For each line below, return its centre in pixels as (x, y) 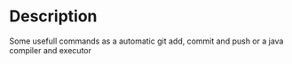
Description (53, 16)
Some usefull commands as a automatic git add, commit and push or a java (146, 41)
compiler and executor (50, 50)
